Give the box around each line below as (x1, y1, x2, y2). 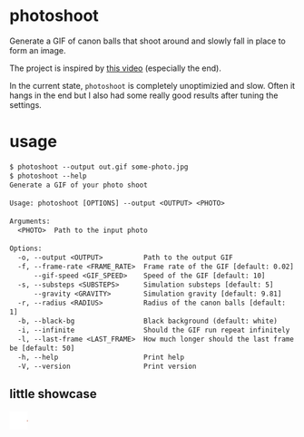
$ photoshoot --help (9, 171, 88, 180)
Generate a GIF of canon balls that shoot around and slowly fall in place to (9, 35, 286, 46)
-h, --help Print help (17, 353, 184, 362)
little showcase (9, 386, 97, 402)
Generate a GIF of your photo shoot (9, 180, 148, 189)
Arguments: (9, 217, 51, 226)
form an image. (9, 44, 66, 55)
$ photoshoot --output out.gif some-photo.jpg (9, 162, 189, 171)
